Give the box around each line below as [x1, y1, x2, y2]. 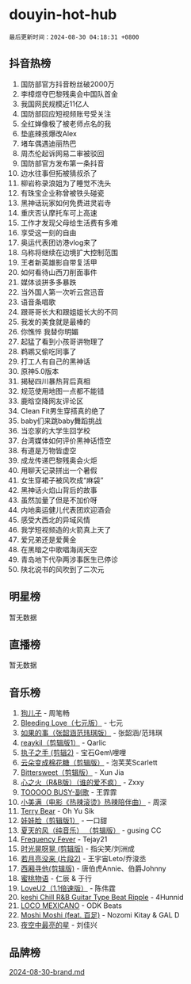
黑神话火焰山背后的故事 [20, 485, 97, 494]
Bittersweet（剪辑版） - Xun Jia [20, 768, 124, 777]
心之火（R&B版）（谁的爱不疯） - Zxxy [20, 778, 145, 788]
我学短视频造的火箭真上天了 [20, 524, 112, 534]
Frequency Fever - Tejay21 [20, 834, 108, 845]
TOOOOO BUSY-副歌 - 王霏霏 [20, 788, 117, 797]
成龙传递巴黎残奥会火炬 [20, 456, 97, 465]
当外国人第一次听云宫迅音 [20, 287, 105, 296]
